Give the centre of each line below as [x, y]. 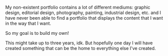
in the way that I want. [28, 23]
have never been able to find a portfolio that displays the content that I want [84, 18]
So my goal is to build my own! [37, 33]
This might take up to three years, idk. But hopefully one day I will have [79, 43]
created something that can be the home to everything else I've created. [80, 48]
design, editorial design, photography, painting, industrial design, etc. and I [83, 13]
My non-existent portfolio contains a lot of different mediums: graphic [78, 7]
